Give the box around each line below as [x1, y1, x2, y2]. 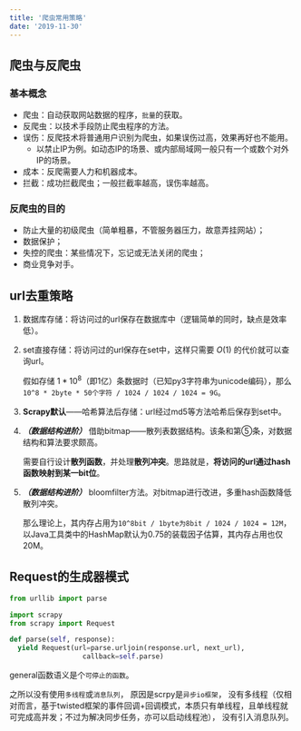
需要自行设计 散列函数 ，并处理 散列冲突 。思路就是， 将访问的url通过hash [22, 456, 291, 467]
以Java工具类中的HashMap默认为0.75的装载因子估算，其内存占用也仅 [22, 528, 284, 539]
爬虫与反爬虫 [9, 57, 82, 73]
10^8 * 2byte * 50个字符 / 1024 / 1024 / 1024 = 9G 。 [22, 387, 227, 398]
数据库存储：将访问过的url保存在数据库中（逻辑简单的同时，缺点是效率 [22, 314, 287, 325]
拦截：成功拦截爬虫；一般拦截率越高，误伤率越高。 [22, 178, 214, 189]
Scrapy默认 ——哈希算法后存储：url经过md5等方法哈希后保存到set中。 [22, 406, 287, 417]
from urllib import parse [9, 594, 107, 603]
